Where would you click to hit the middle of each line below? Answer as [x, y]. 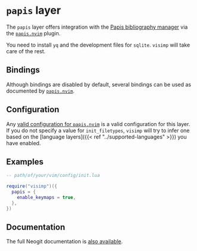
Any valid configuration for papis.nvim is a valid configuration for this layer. [98, 124]
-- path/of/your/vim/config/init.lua [53, 176]
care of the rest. [26, 51]
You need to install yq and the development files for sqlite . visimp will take [98, 45]
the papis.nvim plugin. [33, 33]
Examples [25, 162]
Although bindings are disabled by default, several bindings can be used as [99, 84]
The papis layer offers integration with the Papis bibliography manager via [97, 27]
